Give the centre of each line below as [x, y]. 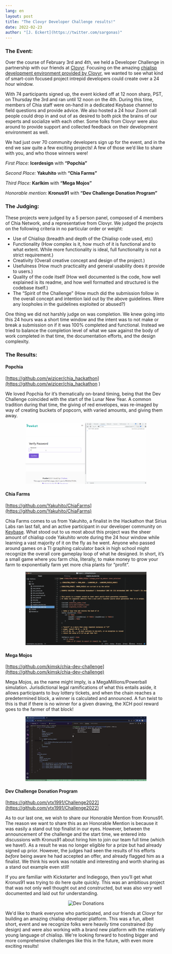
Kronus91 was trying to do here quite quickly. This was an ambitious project [85, 883]
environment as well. [27, 132]
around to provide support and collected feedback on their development [81, 127]
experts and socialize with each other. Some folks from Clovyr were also [81, 121]
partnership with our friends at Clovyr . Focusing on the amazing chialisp [81, 68]
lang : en [15, 11]
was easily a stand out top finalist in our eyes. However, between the [78, 829]
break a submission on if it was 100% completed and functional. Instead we [85, 325]
